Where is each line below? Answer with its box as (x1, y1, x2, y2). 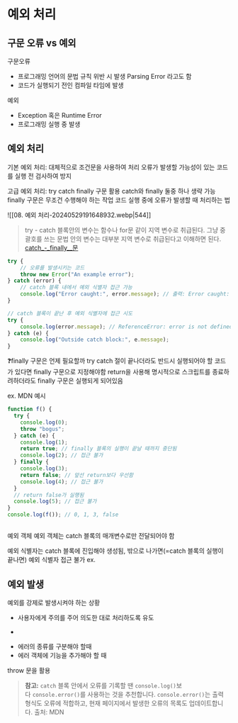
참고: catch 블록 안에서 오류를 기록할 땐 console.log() (24, 681, 177, 690)
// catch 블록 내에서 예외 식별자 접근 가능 (20, 284, 133, 291)
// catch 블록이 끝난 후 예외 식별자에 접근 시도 (7, 310, 133, 317)
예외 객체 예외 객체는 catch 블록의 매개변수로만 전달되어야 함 (7, 532, 175, 540)
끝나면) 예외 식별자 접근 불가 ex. (7, 556, 96, 564)
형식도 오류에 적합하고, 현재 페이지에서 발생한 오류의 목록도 (24, 699, 188, 707)
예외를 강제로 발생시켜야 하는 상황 (7, 598, 101, 607)
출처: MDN (34, 708, 64, 717)
